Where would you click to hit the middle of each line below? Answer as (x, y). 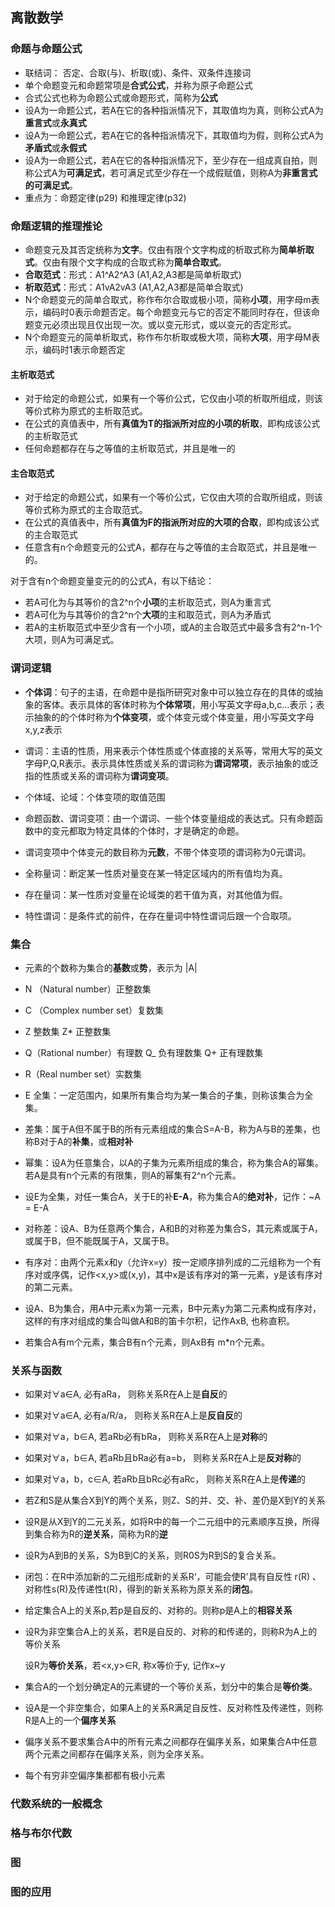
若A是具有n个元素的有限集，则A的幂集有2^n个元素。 (133, 1175)
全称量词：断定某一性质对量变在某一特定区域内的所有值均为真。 (156, 873)
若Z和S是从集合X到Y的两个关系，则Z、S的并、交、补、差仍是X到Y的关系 (175, 1500)
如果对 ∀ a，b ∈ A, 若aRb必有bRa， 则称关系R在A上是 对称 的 (146, 1437)
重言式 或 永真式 (55, 122)
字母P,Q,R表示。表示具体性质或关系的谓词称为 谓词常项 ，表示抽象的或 (167, 763)
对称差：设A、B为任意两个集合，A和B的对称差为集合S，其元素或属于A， (174, 1228)
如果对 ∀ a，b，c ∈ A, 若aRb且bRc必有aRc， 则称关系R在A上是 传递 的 (165, 1479)
